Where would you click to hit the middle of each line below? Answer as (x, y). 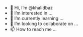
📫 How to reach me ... (33, 29)
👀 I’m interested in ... (31, 13)
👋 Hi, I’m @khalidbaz (31, 8)
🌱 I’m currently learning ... (37, 18)
